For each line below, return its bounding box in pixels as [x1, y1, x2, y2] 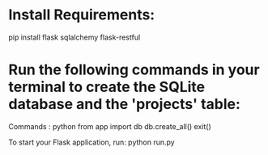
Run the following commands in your [8, 61, 261, 79]
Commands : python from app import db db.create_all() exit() [8, 121, 212, 131]
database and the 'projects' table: [8, 95, 241, 114]
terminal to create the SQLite [8, 78, 206, 96]
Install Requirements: [8, 6, 155, 24]
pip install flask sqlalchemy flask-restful [8, 32, 141, 42]
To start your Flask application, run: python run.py [8, 137, 176, 147]
